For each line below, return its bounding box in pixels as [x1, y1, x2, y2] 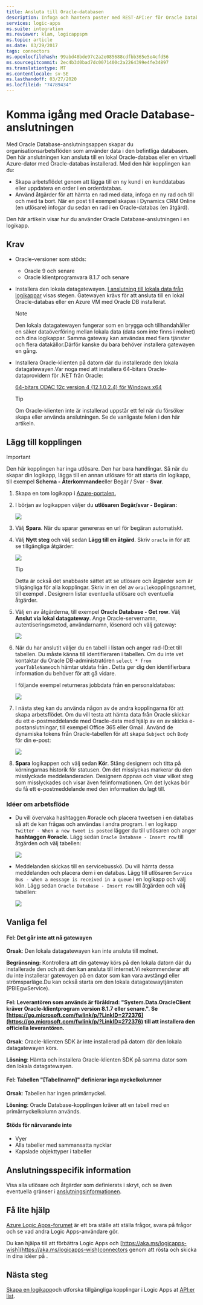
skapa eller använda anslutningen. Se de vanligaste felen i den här [14, 413, 180, 420]
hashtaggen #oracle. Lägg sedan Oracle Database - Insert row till [14, 833, 184, 840]
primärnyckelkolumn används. [6, 1107, 82, 1115]
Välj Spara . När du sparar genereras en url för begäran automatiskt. [14, 524, 184, 532]
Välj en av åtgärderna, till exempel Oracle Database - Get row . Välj [14, 608, 181, 615]
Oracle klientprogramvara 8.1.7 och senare [24, 273, 129, 281]
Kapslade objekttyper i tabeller [14, 1148, 92, 1155]
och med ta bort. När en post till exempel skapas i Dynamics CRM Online [14, 197, 196, 204]
